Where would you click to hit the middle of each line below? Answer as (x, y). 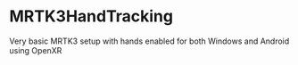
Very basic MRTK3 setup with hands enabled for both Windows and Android (149, 41)
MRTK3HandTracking (91, 16)
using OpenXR (36, 50)
